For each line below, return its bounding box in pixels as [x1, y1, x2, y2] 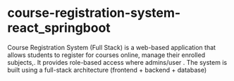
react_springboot [7, 20, 111, 36]
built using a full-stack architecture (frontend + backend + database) [7, 66, 207, 74]
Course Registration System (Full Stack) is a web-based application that [7, 43, 216, 51]
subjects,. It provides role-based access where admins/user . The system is [7, 58, 228, 66]
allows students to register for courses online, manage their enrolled [7, 51, 206, 59]
